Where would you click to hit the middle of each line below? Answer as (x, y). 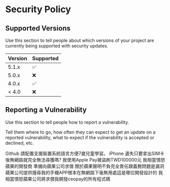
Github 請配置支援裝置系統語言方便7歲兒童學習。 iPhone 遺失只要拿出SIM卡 (85, 153)
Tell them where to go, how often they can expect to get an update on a (80, 132)
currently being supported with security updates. (57, 46)
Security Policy (38, 9)
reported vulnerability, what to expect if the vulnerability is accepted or (80, 137)
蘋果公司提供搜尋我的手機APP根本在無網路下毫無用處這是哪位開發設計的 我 (84, 172)
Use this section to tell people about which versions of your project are (80, 40)
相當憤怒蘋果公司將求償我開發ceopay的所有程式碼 (58, 179)
